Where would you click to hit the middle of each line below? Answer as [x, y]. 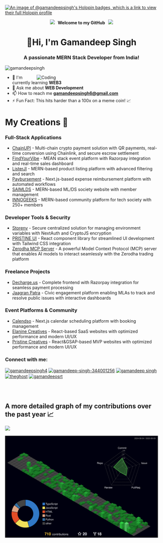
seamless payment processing [43, 288]
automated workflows [34, 184]
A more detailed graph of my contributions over [78, 406]
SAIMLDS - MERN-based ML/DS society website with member [74, 189]
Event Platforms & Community [41, 310]
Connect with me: [26, 359]
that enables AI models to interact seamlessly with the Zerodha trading [83, 254]
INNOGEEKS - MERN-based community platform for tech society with [82, 199]
